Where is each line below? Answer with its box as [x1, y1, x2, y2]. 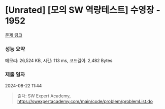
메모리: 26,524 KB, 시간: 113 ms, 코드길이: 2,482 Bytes [5, 57, 113, 64]
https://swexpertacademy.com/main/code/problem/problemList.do [17, 98, 153, 104]
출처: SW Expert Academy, [17, 93, 71, 99]
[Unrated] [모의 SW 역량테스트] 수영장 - [5, 4, 161, 16]
